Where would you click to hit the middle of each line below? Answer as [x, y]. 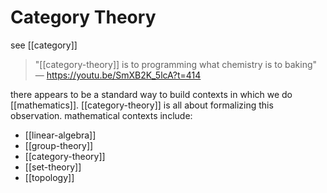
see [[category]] [44, 45]
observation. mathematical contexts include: [101, 115]
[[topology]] [49, 177]
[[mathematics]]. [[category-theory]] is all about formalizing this [142, 105]
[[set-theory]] [53, 167]
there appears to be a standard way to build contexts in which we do [151, 94]
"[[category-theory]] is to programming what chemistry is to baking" [176, 64]
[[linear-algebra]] [60, 135]
